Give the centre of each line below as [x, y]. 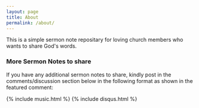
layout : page [22, 12]
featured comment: [30, 87]
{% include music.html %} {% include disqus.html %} [72, 98]
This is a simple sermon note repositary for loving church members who [95, 40]
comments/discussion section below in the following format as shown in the [99, 81]
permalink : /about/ [30, 23]
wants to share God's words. [42, 46]
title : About [22, 17]
